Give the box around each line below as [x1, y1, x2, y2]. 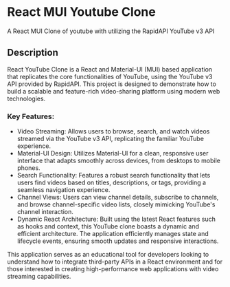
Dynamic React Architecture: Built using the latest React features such [16, 215, 216, 224]
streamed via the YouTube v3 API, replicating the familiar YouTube [16, 135, 205, 143]
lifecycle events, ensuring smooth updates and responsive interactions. [16, 237, 219, 245]
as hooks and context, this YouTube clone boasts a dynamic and [16, 222, 200, 231]
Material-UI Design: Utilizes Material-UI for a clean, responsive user [16, 149, 209, 158]
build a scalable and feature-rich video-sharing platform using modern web [7, 87, 220, 95]
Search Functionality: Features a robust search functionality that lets [16, 171, 211, 180]
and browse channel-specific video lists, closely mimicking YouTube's [16, 200, 216, 209]
